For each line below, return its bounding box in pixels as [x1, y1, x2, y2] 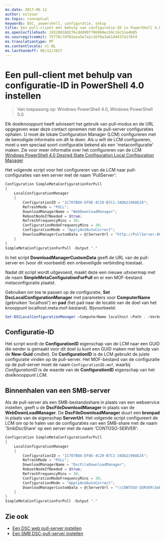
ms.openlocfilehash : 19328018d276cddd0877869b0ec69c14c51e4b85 [5, 30, 137, 35]
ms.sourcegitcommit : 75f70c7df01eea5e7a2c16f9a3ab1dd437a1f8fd [5, 35, 137, 40]
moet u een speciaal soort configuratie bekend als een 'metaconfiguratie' [5, 142, 154, 148]
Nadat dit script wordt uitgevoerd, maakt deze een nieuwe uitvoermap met [5, 269, 156, 275]
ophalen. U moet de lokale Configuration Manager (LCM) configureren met [5, 131, 156, 137]
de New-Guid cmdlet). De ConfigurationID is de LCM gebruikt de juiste [5, 351, 150, 357]
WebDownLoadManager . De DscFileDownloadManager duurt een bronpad [5, 410, 160, 416]
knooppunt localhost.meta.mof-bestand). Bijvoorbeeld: [5, 305, 116, 310]
